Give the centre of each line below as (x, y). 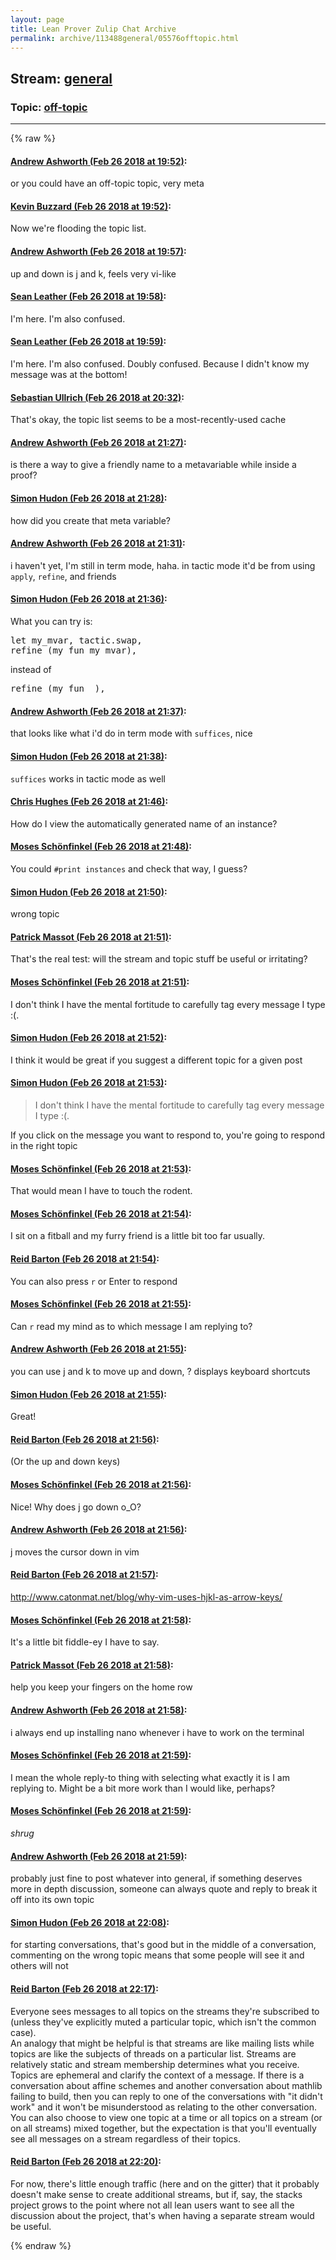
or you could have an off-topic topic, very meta (107, 183)
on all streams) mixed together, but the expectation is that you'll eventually (163, 2128)
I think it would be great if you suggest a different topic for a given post (156, 1060)
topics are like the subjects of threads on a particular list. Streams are (153, 2053)
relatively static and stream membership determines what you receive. (155, 2064)
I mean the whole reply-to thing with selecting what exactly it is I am (150, 1777)
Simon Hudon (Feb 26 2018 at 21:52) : (89, 1038)
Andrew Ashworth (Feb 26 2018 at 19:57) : (98, 252)
